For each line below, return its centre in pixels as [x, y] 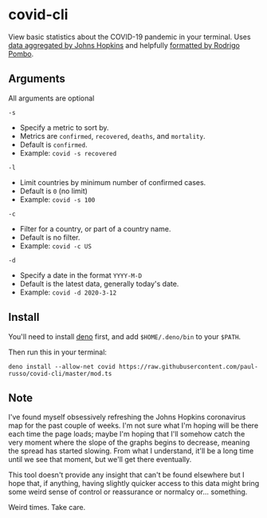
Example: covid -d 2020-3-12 [68, 292]
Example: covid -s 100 [57, 199]
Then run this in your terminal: [58, 352]
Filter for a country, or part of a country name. [95, 228]
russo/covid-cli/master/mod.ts [60, 374]
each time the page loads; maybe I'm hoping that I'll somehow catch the [127, 434]
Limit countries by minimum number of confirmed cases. [113, 182]
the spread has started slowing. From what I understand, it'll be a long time [131, 451]
